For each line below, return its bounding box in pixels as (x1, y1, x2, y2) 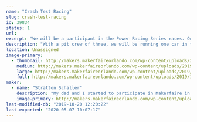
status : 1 (6, 25, 30, 31)
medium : (16, 63, 35, 69)
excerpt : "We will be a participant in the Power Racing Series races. (6, 36, 185, 42)
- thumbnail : (11, 57, 43, 63)
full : (16, 74, 30, 80)
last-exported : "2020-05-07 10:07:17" (6, 107, 101, 113)
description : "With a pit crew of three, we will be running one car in (6, 42, 188, 48)
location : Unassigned (6, 47, 59, 53)
